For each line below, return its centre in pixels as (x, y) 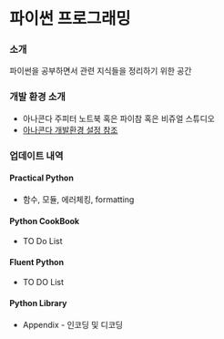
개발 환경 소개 (38, 97)
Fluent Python (37, 262)
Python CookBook (45, 221)
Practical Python (42, 178)
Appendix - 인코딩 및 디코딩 (72, 324)
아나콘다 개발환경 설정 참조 (70, 129)
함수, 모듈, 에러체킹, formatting (78, 199)
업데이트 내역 (36, 156)
